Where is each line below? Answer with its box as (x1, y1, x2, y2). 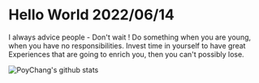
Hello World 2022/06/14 (8, 6, 175, 24)
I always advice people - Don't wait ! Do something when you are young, (8, 32, 252, 42)
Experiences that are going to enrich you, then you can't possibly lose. (8, 49, 245, 59)
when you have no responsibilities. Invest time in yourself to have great (8, 40, 246, 50)
